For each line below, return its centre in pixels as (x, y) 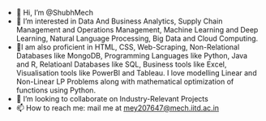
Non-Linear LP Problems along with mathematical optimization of (125, 82)
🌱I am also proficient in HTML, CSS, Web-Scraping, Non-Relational (128, 47)
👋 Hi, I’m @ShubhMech (55, 13)
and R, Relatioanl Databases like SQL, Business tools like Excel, (121, 64)
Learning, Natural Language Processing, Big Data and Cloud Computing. (137, 38)
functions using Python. (56, 90)
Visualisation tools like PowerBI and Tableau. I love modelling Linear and (136, 73)
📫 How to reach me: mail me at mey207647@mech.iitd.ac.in (118, 108)
